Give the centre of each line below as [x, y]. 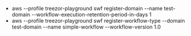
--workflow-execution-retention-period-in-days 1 [92, 15]
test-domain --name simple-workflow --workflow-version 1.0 [86, 27]
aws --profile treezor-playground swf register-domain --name [87, 8]
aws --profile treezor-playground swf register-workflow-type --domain [98, 21]
